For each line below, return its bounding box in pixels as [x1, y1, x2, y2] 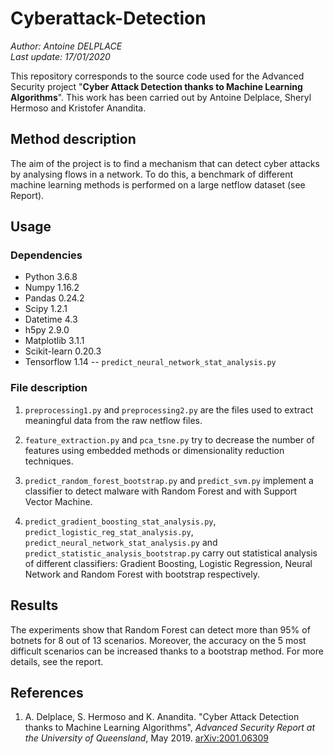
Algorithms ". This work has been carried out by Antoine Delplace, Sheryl [10, 91, 312, 103]
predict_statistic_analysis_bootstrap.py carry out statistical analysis [24, 547, 318, 559]
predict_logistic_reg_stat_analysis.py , [24, 525, 194, 537]
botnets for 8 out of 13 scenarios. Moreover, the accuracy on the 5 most [10, 634, 307, 646]
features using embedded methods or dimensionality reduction [24, 444, 285, 456]
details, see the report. [10, 655, 104, 667]
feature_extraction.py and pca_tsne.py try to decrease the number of [24, 433, 315, 446]
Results [10, 597, 59, 614]
